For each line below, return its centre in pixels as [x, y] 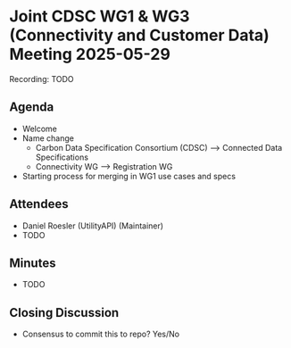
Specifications [62, 157]
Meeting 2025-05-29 [90, 54]
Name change [48, 138]
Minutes [33, 263]
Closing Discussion [64, 313]
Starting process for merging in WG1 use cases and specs [129, 176]
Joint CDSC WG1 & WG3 [100, 17]
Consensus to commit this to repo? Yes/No [101, 334]
